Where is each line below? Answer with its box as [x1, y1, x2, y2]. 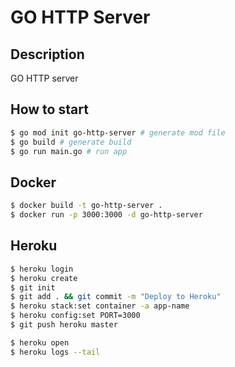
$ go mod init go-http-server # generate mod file [10, 127, 226, 138]
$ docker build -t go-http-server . [10, 201, 163, 211]
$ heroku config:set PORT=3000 [10, 311, 141, 321]
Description [10, 46, 85, 63]
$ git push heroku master [10, 320, 118, 330]
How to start [10, 101, 89, 118]
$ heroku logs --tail [10, 347, 101, 357]
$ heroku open [10, 337, 70, 348]
